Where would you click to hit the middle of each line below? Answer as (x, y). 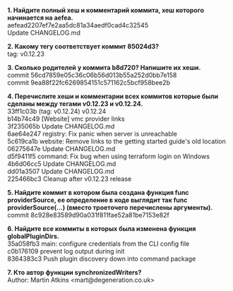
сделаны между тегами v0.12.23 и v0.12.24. (75, 104)
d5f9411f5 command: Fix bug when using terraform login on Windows (109, 156)
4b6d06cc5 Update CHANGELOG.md (62, 164)
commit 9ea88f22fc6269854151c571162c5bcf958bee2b (89, 83)
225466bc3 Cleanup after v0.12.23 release (70, 179)
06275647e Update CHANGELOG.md (61, 149)
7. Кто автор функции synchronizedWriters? (74, 272)
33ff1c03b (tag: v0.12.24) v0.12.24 (57, 111)
